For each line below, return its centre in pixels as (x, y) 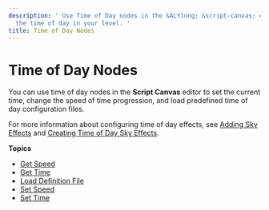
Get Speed (38, 164)
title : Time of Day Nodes (51, 30)
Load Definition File (52, 181)
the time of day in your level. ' (73, 23)
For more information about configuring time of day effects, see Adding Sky (133, 125)
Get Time (35, 172)
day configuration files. (46, 109)
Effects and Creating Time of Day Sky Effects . (84, 133)
